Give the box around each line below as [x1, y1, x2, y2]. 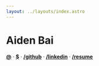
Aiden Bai [6, 33, 54, 47]
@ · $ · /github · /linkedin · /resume [6, 53, 93, 60]
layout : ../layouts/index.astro [6, 8, 85, 15]
